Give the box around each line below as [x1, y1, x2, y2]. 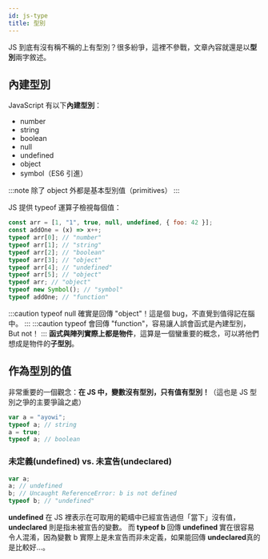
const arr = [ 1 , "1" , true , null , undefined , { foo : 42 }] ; [8, 219, 214, 227]
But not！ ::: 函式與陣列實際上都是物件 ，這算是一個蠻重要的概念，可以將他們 [8, 328, 260, 338]
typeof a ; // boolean [8, 436, 81, 444]
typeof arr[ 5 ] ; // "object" [8, 271, 102, 279]
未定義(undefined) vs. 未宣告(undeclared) [8, 456, 172, 467]
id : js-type [8, 11, 48, 20]
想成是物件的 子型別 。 [8, 338, 78, 348]
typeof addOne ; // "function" [8, 293, 110, 301]
